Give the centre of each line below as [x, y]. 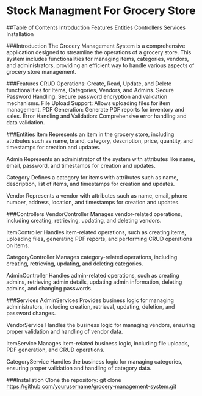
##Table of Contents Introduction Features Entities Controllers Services [96, 27]
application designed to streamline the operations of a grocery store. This [99, 52]
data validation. [26, 122]
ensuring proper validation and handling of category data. [79, 368]
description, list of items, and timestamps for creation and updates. [91, 184]
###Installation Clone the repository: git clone [64, 380]
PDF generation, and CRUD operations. [56, 350]
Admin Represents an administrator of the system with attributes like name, [101, 159]
